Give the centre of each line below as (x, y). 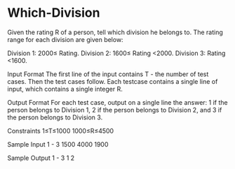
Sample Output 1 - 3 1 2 (41, 158)
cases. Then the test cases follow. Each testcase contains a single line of (113, 81)
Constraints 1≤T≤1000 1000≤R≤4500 (61, 131)
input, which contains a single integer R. (65, 89)
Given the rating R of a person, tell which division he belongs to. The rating (115, 32)
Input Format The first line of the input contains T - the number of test (108, 74)
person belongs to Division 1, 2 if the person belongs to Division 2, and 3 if (115, 110)
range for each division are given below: (66, 39)
